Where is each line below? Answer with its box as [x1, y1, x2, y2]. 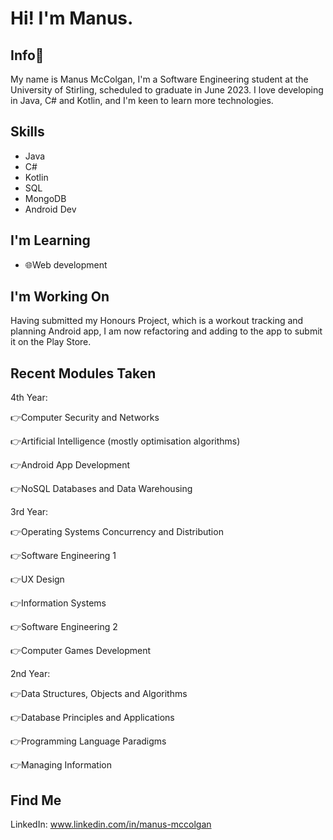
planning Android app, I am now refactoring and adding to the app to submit [10, 325, 323, 337]
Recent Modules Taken [10, 365, 157, 382]
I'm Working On [10, 288, 110, 306]
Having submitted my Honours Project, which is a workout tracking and [10, 315, 304, 327]
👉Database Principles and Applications [10, 712, 175, 724]
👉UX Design [10, 573, 65, 586]
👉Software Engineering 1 [10, 550, 117, 562]
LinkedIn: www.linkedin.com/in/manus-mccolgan [10, 818, 212, 831]
